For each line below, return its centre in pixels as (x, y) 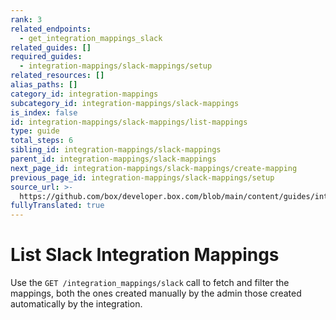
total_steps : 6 (42, 141)
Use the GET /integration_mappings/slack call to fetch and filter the (150, 283)
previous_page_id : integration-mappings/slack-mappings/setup (142, 177)
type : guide (35, 131)
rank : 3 (26, 19)
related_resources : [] (57, 76)
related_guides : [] (51, 47)
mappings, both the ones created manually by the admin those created (156, 293)
